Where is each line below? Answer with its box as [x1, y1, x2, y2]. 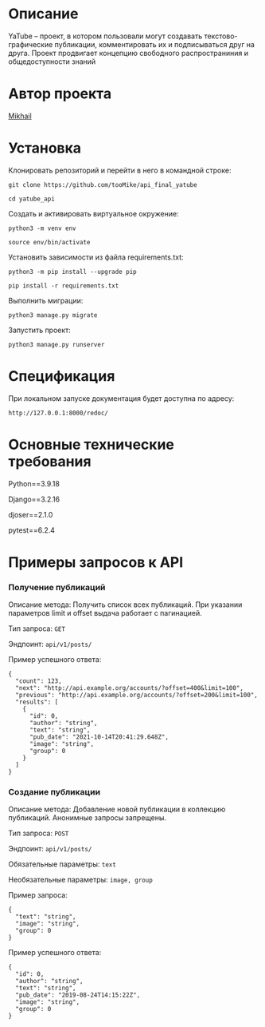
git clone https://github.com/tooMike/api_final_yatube [8, 180, 197, 188]
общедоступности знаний [8, 57, 96, 66]
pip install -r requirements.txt [8, 281, 119, 290]
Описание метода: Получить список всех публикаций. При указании [8, 600, 243, 609]
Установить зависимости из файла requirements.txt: [8, 252, 184, 262]
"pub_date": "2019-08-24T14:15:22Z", [15, 991, 141, 999]
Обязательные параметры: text [8, 859, 117, 869]
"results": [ [15, 698, 59, 707]
